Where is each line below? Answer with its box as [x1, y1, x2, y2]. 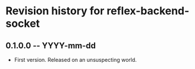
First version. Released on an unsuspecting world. [14, 57, 137, 63]
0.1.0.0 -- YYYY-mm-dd [5, 40, 96, 51]
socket [5, 17, 40, 30]
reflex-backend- [106, 4, 190, 18]
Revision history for [5, 4, 105, 18]
